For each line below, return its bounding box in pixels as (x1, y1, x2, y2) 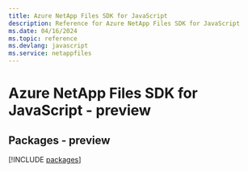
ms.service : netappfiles (8, 49, 92, 57)
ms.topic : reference (8, 34, 78, 43)
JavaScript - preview (8, 102, 152, 120)
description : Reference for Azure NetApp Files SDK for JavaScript (8, 19, 241, 27)
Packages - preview (8, 133, 111, 147)
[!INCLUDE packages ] (8, 155, 82, 164)
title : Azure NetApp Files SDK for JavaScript (8, 11, 168, 20)
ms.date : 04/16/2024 (8, 27, 78, 35)
